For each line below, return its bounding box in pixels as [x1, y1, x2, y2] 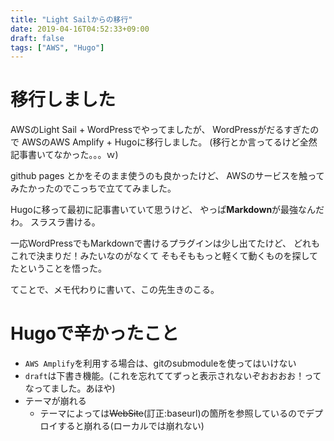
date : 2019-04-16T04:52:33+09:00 [10, 24, 150, 34]
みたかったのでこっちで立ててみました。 [10, 182, 177, 195]
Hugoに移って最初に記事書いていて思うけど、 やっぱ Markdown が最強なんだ [10, 204, 325, 216]
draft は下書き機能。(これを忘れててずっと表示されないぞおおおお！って [24, 370, 322, 382]
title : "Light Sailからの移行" [10, 14, 133, 25]
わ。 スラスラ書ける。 [10, 216, 101, 228]
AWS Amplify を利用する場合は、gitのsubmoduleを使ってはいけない [24, 357, 297, 370]
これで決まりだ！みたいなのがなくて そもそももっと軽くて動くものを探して [10, 250, 318, 262]
